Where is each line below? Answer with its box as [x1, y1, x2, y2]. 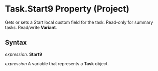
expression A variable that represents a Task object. [5, 60, 109, 66]
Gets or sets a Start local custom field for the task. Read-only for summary [5, 19, 153, 25]
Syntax [5, 39, 27, 47]
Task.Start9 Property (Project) [5, 3, 129, 14]
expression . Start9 [5, 51, 43, 57]
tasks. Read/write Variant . [5, 24, 57, 30]
